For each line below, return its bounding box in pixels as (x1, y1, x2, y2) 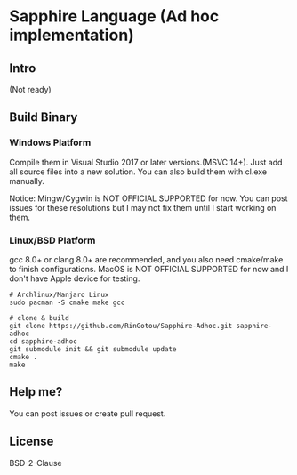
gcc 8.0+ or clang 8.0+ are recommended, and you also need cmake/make (9, 254, 284, 264)
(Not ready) (9, 85, 52, 94)
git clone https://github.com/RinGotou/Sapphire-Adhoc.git (9, 321, 233, 330)
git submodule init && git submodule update (9, 344, 177, 353)
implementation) (9, 25, 135, 45)
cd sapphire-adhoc (9, 336, 77, 346)
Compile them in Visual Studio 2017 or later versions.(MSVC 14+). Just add (9, 157, 283, 167)
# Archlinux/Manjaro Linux (9, 290, 109, 299)
